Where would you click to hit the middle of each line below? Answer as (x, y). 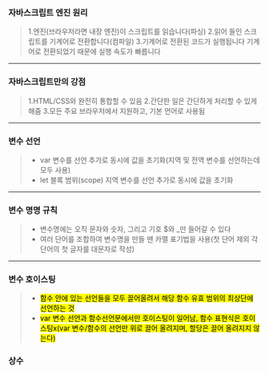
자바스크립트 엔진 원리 (48, 12)
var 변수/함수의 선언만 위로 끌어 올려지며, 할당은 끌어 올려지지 (156, 328)
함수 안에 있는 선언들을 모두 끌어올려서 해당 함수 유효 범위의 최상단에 (147, 299)
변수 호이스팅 (32, 279)
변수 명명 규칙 (33, 210)
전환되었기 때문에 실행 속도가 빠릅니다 (102, 52)
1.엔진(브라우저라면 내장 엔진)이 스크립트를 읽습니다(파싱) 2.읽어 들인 (135, 32)
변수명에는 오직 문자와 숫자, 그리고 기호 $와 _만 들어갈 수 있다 (135, 229)
